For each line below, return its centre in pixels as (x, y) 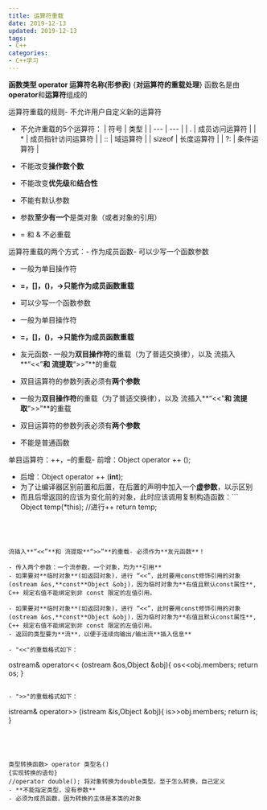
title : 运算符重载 (36, 16)
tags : (17, 38)
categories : (28, 53)
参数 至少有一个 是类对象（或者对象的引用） (90, 217)
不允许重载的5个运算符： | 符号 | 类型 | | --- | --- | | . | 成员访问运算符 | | (138, 129)
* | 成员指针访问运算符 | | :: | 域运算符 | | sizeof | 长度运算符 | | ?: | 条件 (136, 138)
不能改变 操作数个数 (52, 166)
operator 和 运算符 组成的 (48, 94)
